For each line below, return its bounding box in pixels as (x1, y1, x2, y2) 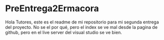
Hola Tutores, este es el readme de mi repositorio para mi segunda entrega (5, 19, 160, 25)
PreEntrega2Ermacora (5, 3, 99, 14)
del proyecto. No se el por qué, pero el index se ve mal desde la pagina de (5, 24, 158, 30)
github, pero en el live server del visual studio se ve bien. (5, 29, 122, 35)
